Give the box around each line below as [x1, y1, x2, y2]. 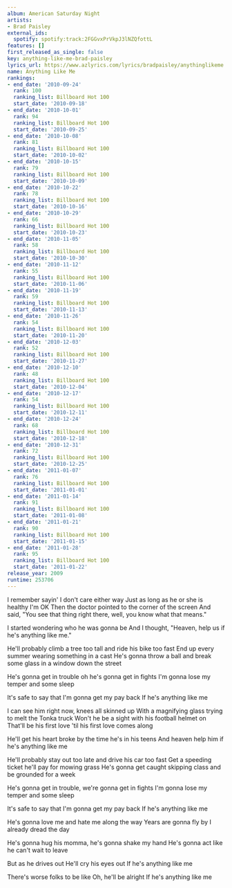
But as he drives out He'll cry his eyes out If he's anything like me [7, 859, 193, 867]
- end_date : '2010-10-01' [7, 107, 81, 114]
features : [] [7, 42, 45, 49]
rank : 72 [13, 448, 39, 455]
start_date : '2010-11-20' [13, 332, 88, 339]
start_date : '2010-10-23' [13, 229, 88, 236]
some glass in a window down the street [7, 659, 122, 667]
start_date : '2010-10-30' [13, 255, 88, 262]
